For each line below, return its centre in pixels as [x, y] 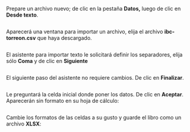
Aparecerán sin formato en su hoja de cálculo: [63, 101]
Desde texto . [22, 15]
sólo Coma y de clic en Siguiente [47, 61]
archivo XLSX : [24, 124]
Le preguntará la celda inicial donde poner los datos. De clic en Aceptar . [95, 94]
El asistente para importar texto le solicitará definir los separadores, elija [94, 55]
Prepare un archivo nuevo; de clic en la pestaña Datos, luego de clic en [94, 9]
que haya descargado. [64, 38]
